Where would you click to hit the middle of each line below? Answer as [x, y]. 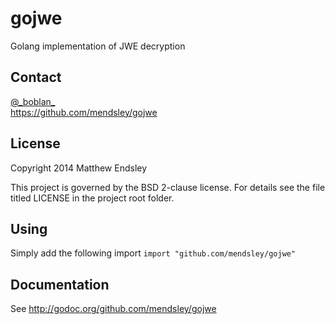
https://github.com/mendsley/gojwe [84, 112]
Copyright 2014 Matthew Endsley [79, 168]
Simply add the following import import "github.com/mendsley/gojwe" [153, 253]
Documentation [60, 284]
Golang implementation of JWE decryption [98, 46]
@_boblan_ [33, 101]
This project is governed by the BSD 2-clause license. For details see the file [168, 187]
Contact [36, 77]
